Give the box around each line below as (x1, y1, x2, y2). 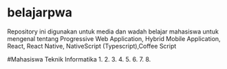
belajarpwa (7, 5, 72, 20)
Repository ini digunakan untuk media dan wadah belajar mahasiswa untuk (7, 27, 219, 36)
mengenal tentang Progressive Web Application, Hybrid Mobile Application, (7, 34, 221, 42)
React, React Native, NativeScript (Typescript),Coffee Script (7, 42, 177, 50)
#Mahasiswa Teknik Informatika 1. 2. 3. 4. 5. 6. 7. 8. (7, 55, 151, 63)
